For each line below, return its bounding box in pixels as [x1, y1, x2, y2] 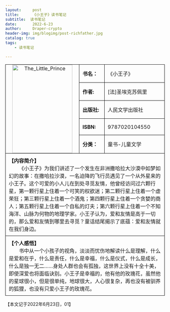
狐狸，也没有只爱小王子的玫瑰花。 [14, 285, 95, 292]
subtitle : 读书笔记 [5, 17, 46, 22]
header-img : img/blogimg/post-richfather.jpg [5, 31, 103, 36]
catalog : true [5, 36, 35, 41]
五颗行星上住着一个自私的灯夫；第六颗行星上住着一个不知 [24, 203, 161, 210]
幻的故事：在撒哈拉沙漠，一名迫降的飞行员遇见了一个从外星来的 [9, 172, 161, 180]
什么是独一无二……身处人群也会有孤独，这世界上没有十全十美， [9, 262, 159, 270]
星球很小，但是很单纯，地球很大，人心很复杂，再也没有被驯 [14, 278, 156, 285]
